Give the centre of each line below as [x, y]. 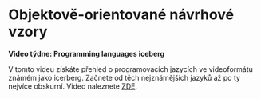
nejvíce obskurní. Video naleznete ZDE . [73, 86]
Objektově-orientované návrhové [121, 15]
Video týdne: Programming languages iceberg [87, 53]
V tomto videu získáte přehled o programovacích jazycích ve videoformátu [130, 69]
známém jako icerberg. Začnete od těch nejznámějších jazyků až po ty [125, 77]
